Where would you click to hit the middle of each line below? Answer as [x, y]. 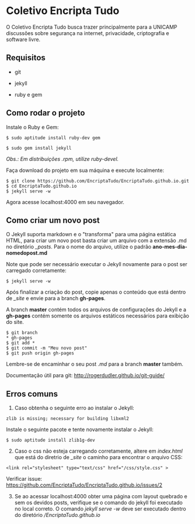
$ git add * [20, 343]
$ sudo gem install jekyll [39, 148]
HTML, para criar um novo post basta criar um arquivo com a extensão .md [96, 240]
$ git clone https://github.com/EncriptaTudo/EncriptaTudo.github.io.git [98, 181]
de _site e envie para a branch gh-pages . [56, 298]
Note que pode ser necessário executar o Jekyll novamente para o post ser [97, 264]
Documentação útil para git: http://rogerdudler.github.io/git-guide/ [86, 375]
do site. [15, 322]
